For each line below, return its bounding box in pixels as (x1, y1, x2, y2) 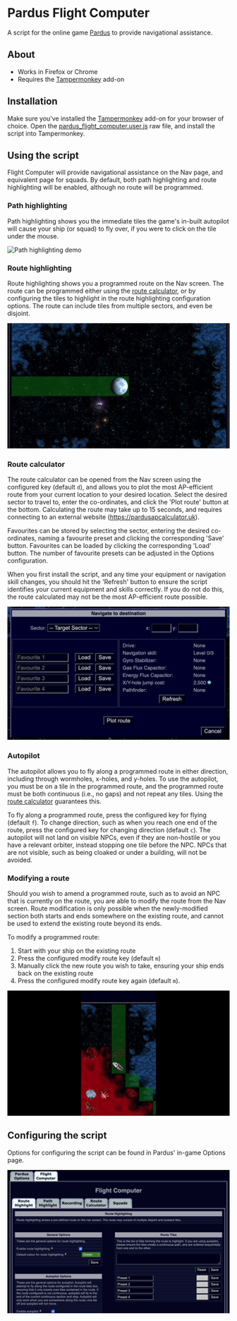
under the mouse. (7, 231, 59, 241)
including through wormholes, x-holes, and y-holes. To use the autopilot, (7, 774, 219, 783)
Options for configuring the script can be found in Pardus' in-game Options (7, 1148, 226, 1157)
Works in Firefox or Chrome (17, 67, 98, 75)
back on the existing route (17, 968, 94, 978)
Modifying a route (7, 873, 70, 883)
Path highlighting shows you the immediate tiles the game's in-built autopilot (7, 217, 229, 225)
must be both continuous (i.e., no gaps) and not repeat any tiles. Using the (7, 789, 224, 798)
